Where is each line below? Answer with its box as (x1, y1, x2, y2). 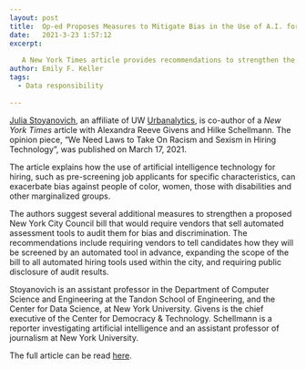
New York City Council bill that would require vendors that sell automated (9, 218, 284, 229)
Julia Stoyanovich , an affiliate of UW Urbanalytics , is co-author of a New (9, 115, 281, 126)
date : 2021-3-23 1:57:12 (9, 30, 112, 39)
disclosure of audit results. (9, 266, 109, 277)
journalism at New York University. (9, 332, 139, 343)
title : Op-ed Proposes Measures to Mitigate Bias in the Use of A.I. (9, 22, 283, 31)
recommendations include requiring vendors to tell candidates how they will (9, 237, 294, 248)
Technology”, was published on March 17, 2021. (9, 143, 188, 155)
